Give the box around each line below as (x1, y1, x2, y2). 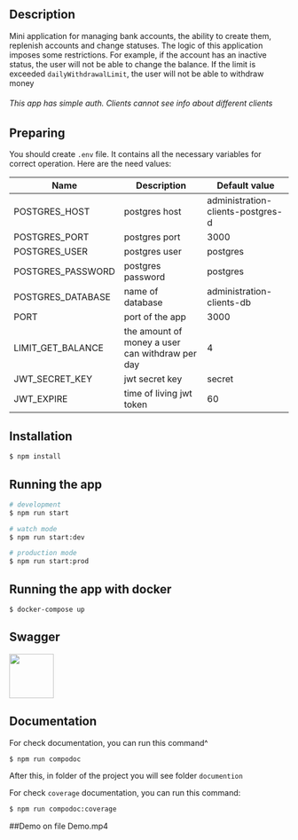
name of (123, 286, 159, 298)
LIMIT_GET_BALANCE (13, 341, 104, 354)
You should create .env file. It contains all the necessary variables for (9, 149, 262, 160)
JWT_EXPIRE (13, 393, 68, 405)
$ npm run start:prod (9, 557, 90, 566)
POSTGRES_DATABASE (13, 291, 111, 303)
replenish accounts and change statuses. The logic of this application (9, 40, 263, 51)
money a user (123, 336, 181, 349)
